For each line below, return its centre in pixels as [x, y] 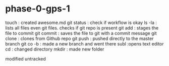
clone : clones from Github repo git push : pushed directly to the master [79, 38]
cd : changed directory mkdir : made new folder [55, 49]
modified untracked [26, 58]
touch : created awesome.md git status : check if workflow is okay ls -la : [81, 22]
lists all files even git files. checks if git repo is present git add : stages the [82, 27]
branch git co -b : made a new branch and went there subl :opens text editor [84, 43]
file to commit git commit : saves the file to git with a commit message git [81, 33]
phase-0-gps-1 [38, 9]
